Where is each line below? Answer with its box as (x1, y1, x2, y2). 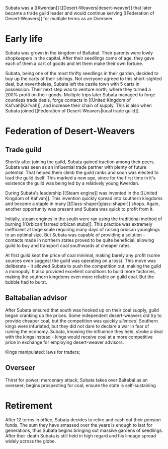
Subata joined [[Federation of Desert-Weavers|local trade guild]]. (5, 107, 140, 113)
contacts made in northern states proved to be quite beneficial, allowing (5, 237, 154, 243)
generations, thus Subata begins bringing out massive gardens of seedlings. (5, 427, 163, 433)
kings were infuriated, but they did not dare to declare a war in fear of (5, 323, 149, 329)
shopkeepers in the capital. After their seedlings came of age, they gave (5, 55, 155, 61)
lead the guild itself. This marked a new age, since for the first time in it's (5, 174, 156, 181)
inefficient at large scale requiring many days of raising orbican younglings (5, 226, 160, 232)
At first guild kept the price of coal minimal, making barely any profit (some (5, 252, 160, 258)
